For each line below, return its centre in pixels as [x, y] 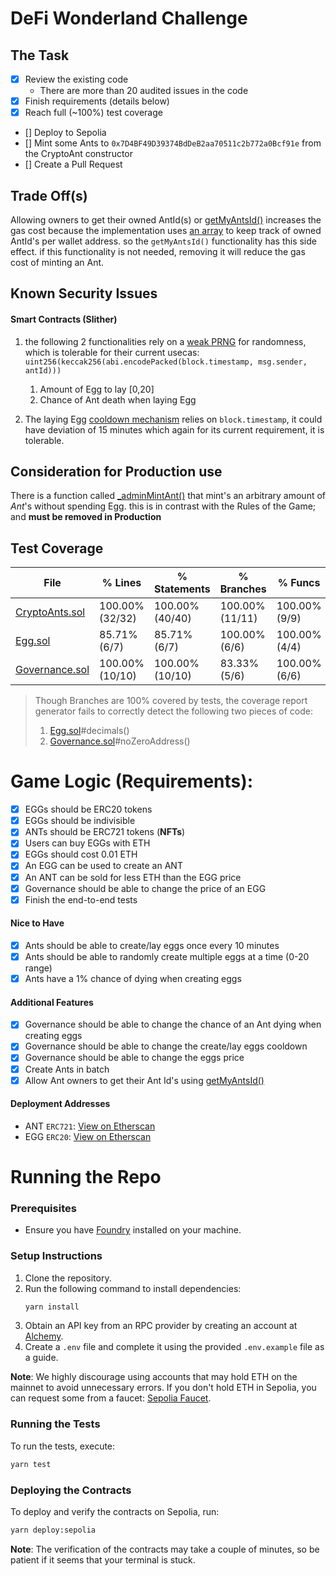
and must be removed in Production [86, 517]
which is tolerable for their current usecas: [112, 352]
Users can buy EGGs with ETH [87, 843]
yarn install [52, 1307]
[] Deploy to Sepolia [65, 133]
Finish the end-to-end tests [81, 899]
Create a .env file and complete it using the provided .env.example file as [174, 1347]
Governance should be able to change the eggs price [134, 1058]
